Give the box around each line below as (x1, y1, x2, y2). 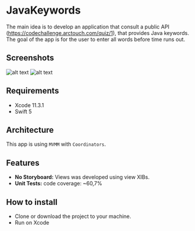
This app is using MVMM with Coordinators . (6, 140, 106, 148)
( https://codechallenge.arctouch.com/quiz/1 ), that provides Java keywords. (6, 29, 190, 36)
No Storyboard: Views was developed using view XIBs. (14, 174, 149, 181)
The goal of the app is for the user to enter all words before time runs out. (6, 36, 186, 43)
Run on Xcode (14, 219, 50, 226)
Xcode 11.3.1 (14, 101, 44, 108)
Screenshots (6, 53, 54, 63)
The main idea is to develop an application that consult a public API (6, 23, 170, 30)
